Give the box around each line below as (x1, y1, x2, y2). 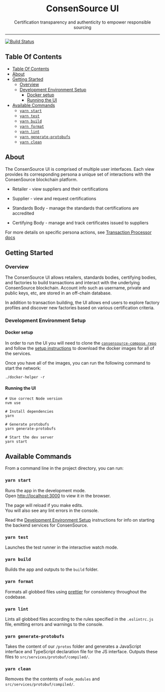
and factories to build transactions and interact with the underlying (5, 280, 140, 286)
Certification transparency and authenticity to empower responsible (14, 19, 151, 25)
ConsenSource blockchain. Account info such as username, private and (5, 285, 151, 291)
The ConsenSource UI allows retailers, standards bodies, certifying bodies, (5, 274, 157, 280)
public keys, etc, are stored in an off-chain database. (5, 290, 112, 296)
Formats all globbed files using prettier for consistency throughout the (5, 588, 147, 594)
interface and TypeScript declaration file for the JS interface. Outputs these (5, 649, 158, 655)
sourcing (73, 24, 92, 30)
